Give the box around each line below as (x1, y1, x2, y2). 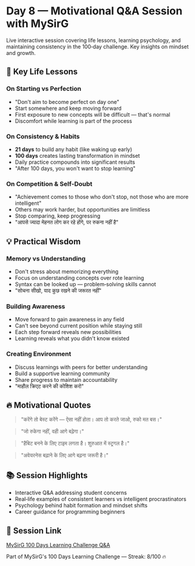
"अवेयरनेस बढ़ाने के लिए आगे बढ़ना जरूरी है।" (20, 452, 109, 459)
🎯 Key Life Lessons (6, 67, 78, 77)
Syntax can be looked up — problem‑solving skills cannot (14, 280, 156, 287)
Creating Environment (6, 350, 72, 358)
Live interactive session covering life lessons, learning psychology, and (6, 36, 181, 44)
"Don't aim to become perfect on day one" (14, 98, 119, 105)
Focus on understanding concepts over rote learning (14, 274, 144, 282)
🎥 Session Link (6, 525, 61, 536)
